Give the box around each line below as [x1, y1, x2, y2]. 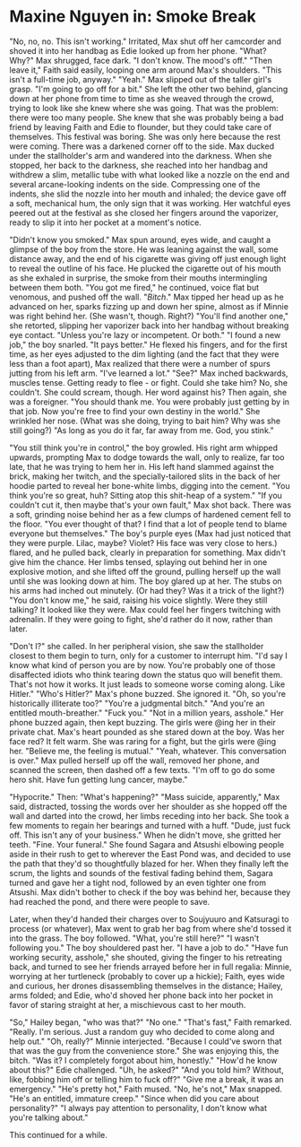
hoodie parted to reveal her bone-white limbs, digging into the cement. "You [9, 480, 290, 491]
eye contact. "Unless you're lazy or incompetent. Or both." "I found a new [9, 329, 281, 340]
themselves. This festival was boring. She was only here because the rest [9, 131, 281, 142]
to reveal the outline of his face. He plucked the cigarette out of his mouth [9, 263, 282, 274]
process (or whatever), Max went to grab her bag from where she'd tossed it [9, 923, 292, 934]
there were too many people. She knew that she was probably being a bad [9, 112, 284, 123]
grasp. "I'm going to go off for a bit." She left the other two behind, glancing [9, 83, 288, 94]
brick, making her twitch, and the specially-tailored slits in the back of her [9, 471, 280, 482]
